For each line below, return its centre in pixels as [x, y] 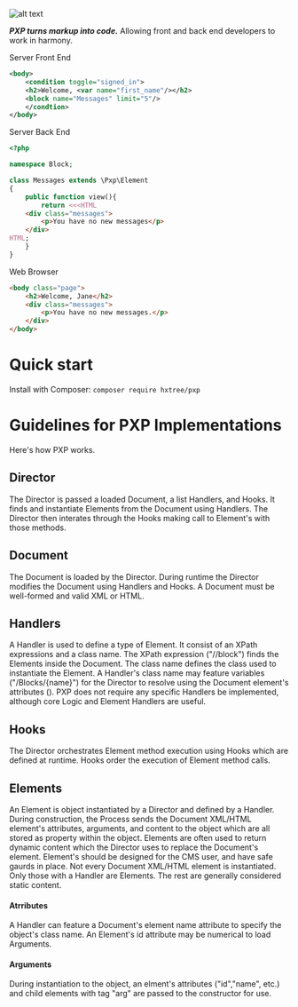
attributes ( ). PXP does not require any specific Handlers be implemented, [144, 692]
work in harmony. [41, 40]
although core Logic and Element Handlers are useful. [108, 702]
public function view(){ [71, 197]
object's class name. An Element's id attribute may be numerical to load [140, 935]
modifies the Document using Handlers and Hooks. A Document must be [142, 586]
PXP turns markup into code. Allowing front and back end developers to [142, 31]
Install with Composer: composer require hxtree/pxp [105, 389]
